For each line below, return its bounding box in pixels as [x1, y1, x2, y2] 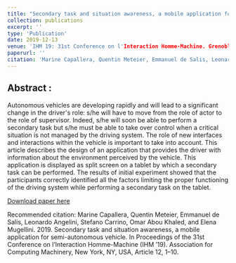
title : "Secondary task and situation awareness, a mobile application [7, 10, 221, 18]
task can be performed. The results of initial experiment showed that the [7, 168, 216, 177]
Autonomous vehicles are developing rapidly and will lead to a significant [7, 101, 218, 109]
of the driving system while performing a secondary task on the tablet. [7, 183, 211, 191]
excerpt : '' [7, 23, 42, 30]
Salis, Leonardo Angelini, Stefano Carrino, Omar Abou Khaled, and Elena [7, 217, 216, 226]
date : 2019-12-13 [7, 37, 58, 44]
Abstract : [7, 82, 52, 94]
